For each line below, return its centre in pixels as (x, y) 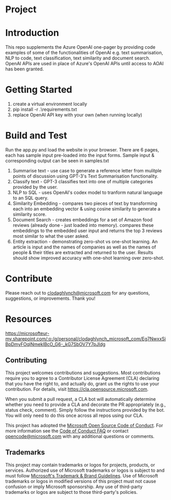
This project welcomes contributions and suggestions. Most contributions (83, 373)
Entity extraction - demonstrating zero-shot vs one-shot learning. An (85, 242)
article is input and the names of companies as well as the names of (84, 247)
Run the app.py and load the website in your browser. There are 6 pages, (82, 150)
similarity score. (29, 214)
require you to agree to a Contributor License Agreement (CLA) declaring (82, 378)
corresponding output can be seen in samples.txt (57, 161)
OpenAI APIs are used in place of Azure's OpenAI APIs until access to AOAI (84, 64)
